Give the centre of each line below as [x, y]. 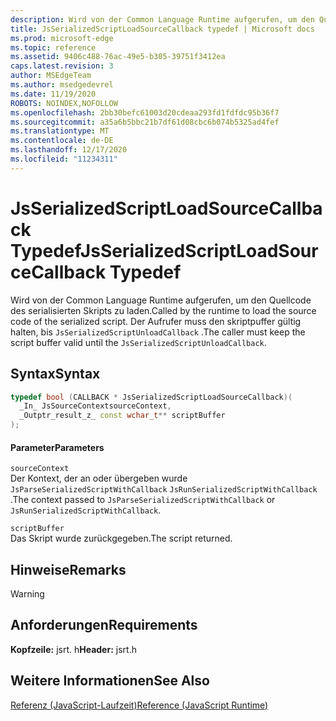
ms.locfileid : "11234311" [64, 159]
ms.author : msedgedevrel [62, 85]
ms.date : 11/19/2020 [53, 94]
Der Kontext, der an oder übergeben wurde [99, 478]
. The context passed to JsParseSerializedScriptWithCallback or [143, 500]
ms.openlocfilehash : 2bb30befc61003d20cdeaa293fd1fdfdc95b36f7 [145, 112]
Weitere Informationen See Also [110, 681]
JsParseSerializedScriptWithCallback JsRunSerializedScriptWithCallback [164, 490]
